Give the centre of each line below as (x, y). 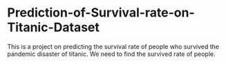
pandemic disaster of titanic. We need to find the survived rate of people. (111, 54)
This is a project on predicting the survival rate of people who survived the (113, 46)
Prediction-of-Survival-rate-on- (101, 13)
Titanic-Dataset (54, 27)
